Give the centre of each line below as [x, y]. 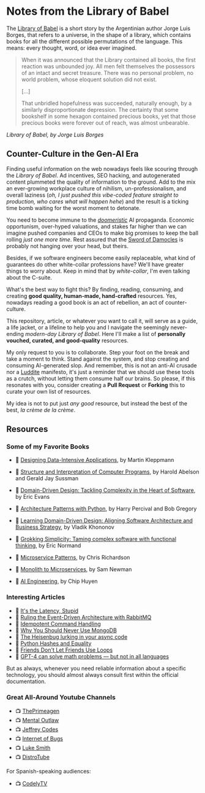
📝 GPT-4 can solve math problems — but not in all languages [92, 656]
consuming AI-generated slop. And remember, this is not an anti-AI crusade [102, 365]
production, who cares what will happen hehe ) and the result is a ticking [98, 201]
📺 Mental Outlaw [37, 721]
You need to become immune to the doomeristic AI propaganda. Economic [100, 220]
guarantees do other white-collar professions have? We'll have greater [95, 264]
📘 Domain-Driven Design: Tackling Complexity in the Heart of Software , [105, 490]
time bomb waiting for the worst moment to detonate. [73, 208]
